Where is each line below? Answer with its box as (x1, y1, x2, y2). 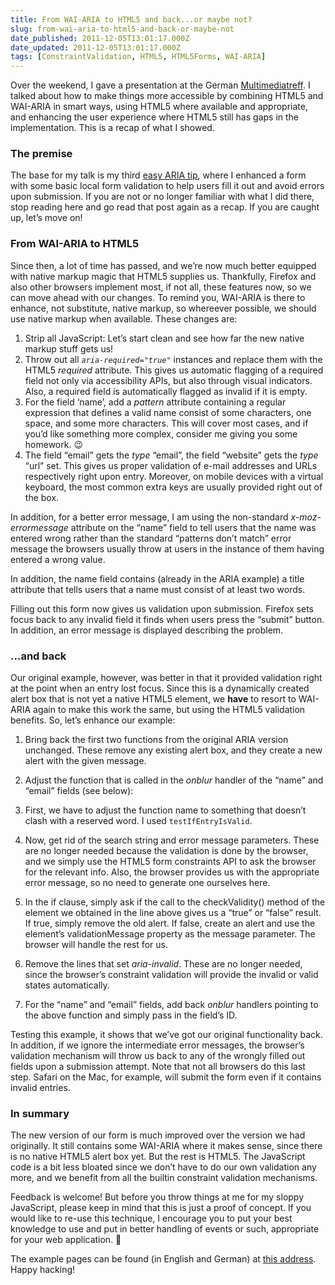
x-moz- (290, 511, 322, 523)
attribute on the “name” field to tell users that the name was (70, 521, 317, 533)
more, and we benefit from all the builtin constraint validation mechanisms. (10, 1172, 318, 1184)
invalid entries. (10, 1082, 71, 1094)
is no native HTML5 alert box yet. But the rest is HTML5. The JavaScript (10, 1151, 306, 1163)
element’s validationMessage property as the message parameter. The (24, 928, 316, 940)
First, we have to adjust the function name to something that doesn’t (24, 804, 307, 816)
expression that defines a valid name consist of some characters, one (24, 406, 312, 418)
